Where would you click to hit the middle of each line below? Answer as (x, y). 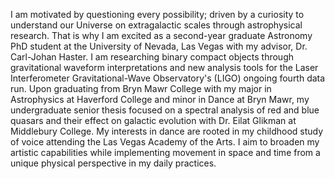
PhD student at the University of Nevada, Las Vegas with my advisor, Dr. (159, 46)
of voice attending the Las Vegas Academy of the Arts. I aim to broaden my (165, 142)
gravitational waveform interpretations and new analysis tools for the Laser (164, 67)
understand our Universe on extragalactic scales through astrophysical (156, 25)
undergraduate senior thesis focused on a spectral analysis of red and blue (165, 110)
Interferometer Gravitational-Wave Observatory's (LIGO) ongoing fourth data (168, 78)
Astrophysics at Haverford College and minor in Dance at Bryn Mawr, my (160, 99)
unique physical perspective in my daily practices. (113, 163)
